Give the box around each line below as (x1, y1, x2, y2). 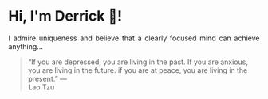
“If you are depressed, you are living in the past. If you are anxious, (27, 57, 249, 67)
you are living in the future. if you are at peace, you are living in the (27, 65, 248, 74)
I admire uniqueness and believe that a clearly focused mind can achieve (8, 33, 260, 43)
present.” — (27, 74, 68, 83)
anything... (8, 41, 44, 51)
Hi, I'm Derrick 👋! (8, 7, 122, 25)
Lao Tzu (27, 82, 55, 92)
